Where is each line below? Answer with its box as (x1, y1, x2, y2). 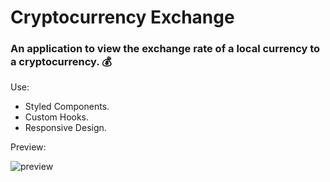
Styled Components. (24, 101, 110, 113)
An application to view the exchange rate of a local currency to (10, 42, 321, 56)
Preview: (10, 141, 47, 153)
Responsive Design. (24, 122, 107, 134)
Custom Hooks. (24, 111, 90, 123)
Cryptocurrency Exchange (10, 6, 235, 29)
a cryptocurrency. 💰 (10, 55, 112, 69)
